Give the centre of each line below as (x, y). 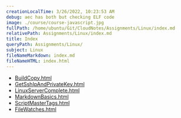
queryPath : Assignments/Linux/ (45, 45)
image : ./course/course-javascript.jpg (55, 22)
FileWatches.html (36, 109)
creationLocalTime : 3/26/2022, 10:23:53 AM (60, 12)
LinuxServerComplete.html (47, 90)
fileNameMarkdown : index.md (41, 55)
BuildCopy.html (33, 78)
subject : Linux (25, 50)
